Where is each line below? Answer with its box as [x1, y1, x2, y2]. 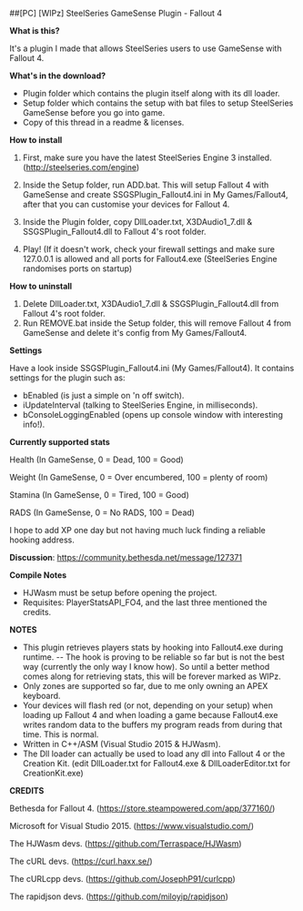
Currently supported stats [9, 437, 111, 447]
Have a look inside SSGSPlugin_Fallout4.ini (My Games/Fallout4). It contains [9, 363, 295, 373]
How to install [9, 135, 63, 145]
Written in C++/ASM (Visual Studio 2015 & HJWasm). [22, 739, 221, 749]
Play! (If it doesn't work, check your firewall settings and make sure [22, 244, 276, 254]
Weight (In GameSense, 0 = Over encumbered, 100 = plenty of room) [9, 472, 268, 482]
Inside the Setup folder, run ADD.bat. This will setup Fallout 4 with [22, 179, 269, 190]
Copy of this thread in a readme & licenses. [22, 117, 185, 127]
